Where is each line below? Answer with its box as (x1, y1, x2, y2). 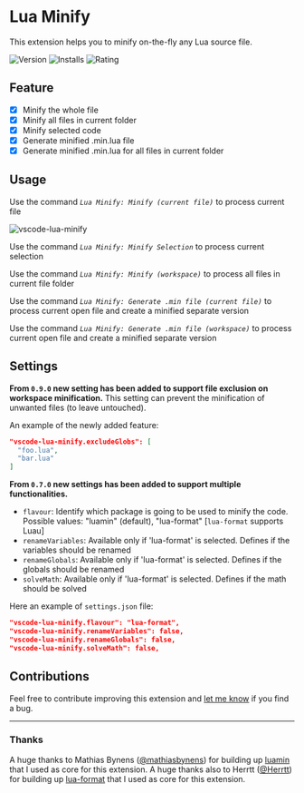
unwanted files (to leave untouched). (9, 402, 147, 413)
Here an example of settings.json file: (9, 601, 154, 612)
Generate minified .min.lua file (22, 134, 135, 146)
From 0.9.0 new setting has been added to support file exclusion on (9, 383, 269, 394)
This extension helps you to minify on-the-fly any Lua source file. (9, 36, 253, 47)
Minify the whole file (22, 104, 100, 115)
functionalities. (9, 488, 68, 500)
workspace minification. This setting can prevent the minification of (9, 392, 265, 403)
